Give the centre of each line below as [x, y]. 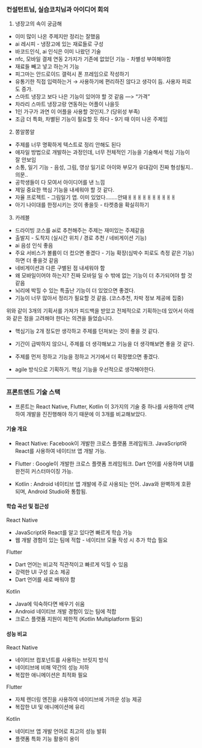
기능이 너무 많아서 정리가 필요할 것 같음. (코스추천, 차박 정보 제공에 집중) [99, 298]
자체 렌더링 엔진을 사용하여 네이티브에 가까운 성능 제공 [78, 699]
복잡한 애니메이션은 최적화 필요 [51, 675]
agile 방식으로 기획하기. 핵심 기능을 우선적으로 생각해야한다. [85, 369]
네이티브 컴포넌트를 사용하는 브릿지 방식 [62, 660]
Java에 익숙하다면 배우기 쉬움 [50, 604]
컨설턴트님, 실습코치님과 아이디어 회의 [58, 9]
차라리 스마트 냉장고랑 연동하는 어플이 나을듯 [67, 104]
